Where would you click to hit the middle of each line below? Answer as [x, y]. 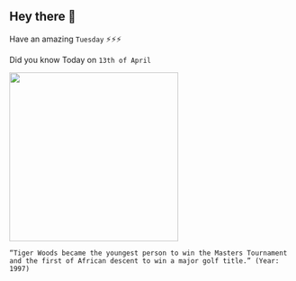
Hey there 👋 [43, 17]
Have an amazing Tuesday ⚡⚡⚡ [66, 39]
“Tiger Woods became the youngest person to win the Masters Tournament [148, 253]
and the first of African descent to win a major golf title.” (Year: [144, 261]
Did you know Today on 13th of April [80, 59]
